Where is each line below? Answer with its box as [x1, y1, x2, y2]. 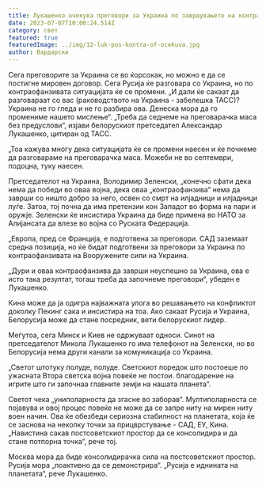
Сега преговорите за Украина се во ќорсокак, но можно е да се [8, 70, 226, 79]
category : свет [8, 26, 59, 34]
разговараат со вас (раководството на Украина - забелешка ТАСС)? [8, 96, 240, 104]
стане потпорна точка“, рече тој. [8, 437, 118, 446]
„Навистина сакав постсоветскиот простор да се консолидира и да [8, 428, 237, 438]
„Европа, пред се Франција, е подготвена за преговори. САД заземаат [8, 234, 249, 243]
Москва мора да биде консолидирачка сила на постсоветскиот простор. [8, 452, 256, 461]
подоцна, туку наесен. [8, 161, 85, 170]
